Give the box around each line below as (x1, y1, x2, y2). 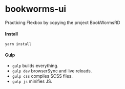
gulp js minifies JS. (12, 78, 53, 84)
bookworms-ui (5, 3, 66, 15)
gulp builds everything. (12, 63, 59, 69)
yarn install (5, 42, 32, 47)
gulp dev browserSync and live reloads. (12, 68, 92, 74)
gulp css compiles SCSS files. (12, 73, 73, 79)
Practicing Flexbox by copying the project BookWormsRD (5, 20, 121, 25)
